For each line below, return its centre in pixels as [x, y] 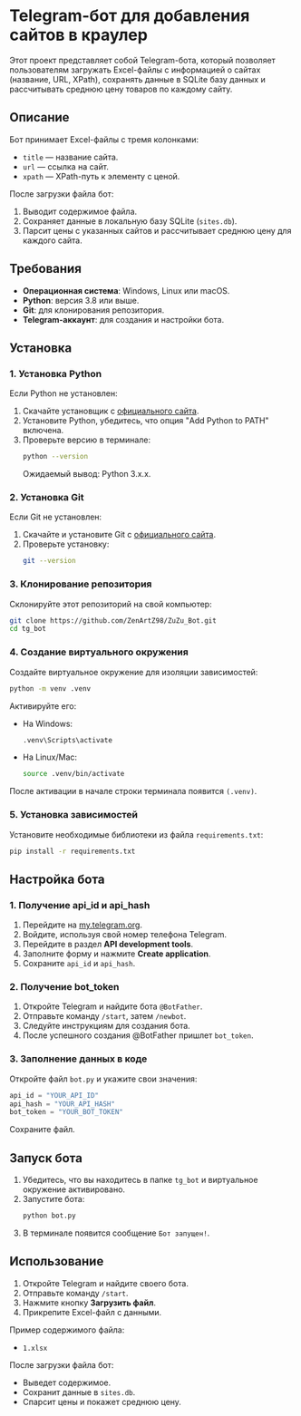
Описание [39, 117]
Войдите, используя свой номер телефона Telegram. [124, 935]
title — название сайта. [70, 157]
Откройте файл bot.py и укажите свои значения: [103, 1079]
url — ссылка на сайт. [65, 166]
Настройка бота [57, 879]
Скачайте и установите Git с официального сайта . [119, 535]
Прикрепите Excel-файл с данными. [92, 1312]
